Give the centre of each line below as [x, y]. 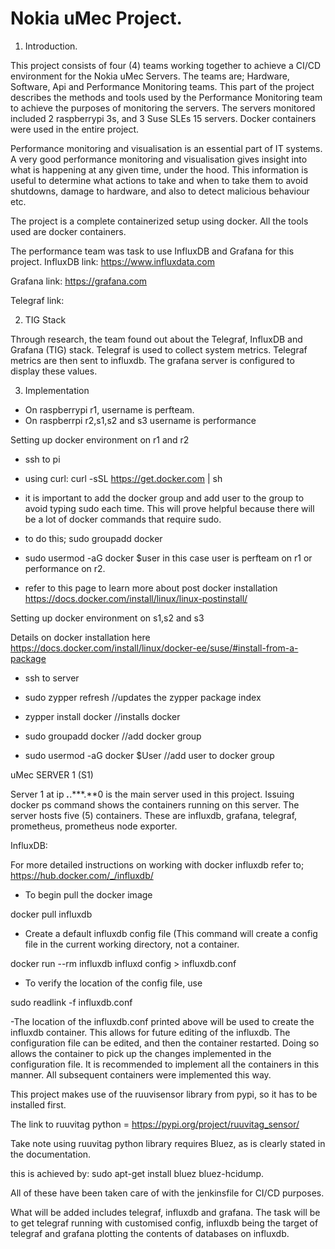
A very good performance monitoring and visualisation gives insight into [159, 159]
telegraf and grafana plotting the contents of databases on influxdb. [150, 1233]
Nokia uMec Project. [96, 18]
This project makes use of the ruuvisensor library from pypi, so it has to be [164, 1094]
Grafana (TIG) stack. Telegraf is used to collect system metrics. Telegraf [159, 349]
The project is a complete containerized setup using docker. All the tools [159, 221]
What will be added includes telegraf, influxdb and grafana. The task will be [165, 1212]
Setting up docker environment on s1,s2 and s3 [107, 618]
